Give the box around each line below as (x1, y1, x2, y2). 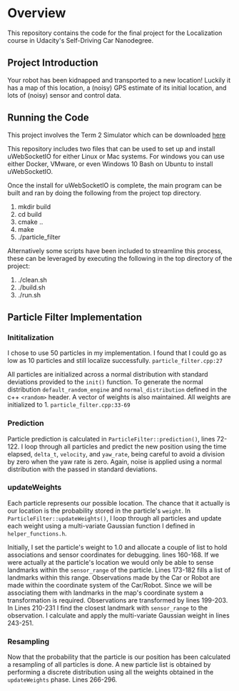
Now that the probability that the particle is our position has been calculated (7, 652, 230, 661)
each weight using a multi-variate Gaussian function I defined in (7, 521, 195, 530)
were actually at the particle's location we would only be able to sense (7, 558, 214, 566)
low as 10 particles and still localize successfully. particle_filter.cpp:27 (7, 357, 223, 365)
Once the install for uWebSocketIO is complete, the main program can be (7, 180, 223, 190)
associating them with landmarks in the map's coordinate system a (7, 588, 203, 597)
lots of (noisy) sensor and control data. (7, 91, 121, 99)
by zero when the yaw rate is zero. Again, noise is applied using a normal (7, 457, 223, 466)
